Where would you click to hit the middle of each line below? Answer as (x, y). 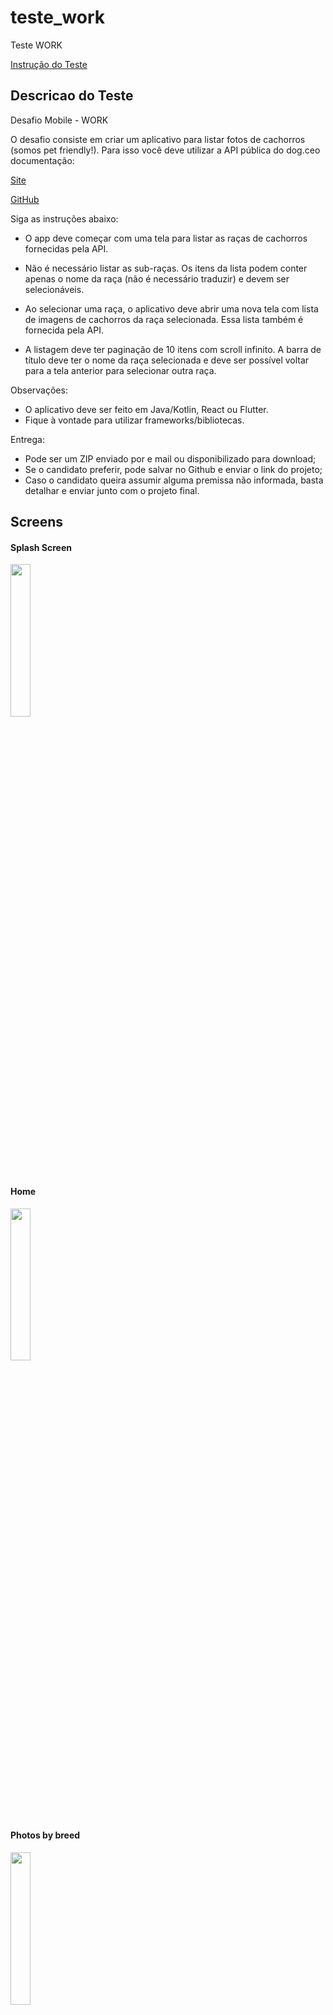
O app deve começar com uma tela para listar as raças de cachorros (166, 238)
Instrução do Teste (49, 64)
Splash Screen (41, 547)
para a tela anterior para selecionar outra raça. (120, 370)
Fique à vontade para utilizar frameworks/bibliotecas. (134, 420)
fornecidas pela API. (66, 248)
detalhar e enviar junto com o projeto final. (112, 490)
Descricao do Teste (72, 96)
